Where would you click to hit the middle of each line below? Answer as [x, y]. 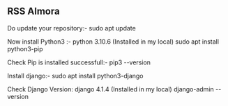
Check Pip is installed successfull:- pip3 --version [79, 62]
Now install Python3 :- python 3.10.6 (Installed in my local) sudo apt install [113, 42]
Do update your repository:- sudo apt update [71, 28]
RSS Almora [34, 11]
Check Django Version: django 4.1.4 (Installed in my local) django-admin [111, 89]
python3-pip [25, 48]
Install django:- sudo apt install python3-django [75, 76]
